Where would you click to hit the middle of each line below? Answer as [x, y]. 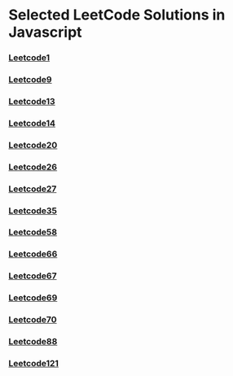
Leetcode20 [33, 145]
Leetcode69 [33, 298]
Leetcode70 [33, 320]
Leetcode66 [33, 254]
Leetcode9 [30, 80]
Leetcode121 [34, 364]
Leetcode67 [33, 276]
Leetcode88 [33, 342]
